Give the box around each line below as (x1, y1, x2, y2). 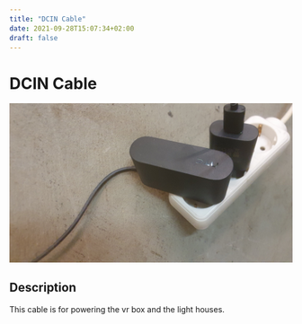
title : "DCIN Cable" (9, 14, 87, 23)
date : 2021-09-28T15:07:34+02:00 (9, 23, 135, 33)
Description (9, 280, 76, 295)
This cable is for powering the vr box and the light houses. (9, 303, 225, 314)
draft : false (9, 33, 58, 42)
